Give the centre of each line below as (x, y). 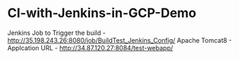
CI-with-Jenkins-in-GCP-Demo (102, 13)
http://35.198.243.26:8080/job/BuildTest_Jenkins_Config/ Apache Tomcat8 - (119, 40)
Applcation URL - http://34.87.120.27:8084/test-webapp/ (90, 48)
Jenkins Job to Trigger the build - (56, 33)
